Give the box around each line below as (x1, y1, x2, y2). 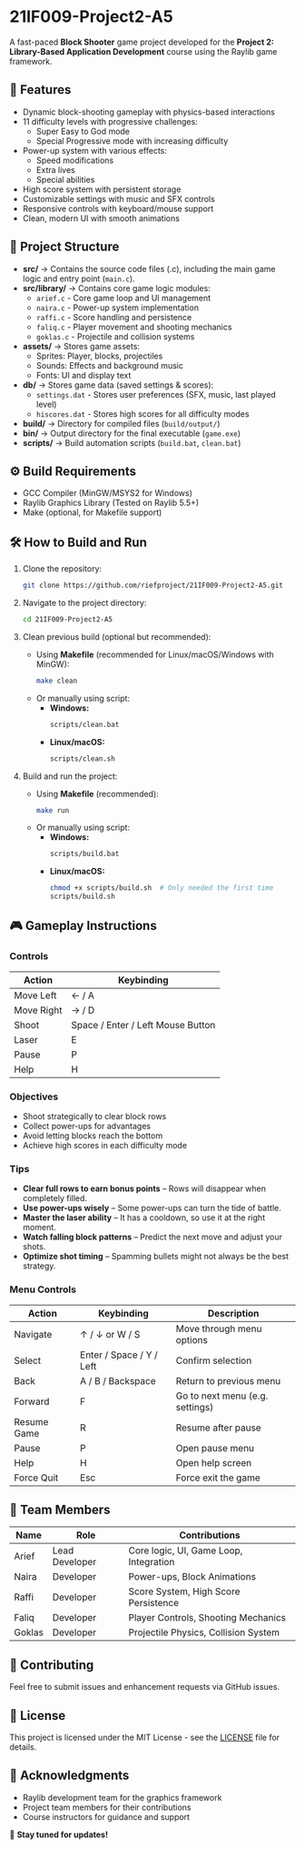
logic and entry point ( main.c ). (22, 273, 135, 284)
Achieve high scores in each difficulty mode (22, 1140, 188, 1151)
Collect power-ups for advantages (22, 1121, 152, 1132)
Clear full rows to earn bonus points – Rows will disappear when (22, 1183, 266, 1194)
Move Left (14, 989, 57, 1002)
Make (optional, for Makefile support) (22, 507, 162, 518)
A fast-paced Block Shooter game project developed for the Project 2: (9, 36, 274, 47)
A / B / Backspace (80, 1374, 156, 1387)
